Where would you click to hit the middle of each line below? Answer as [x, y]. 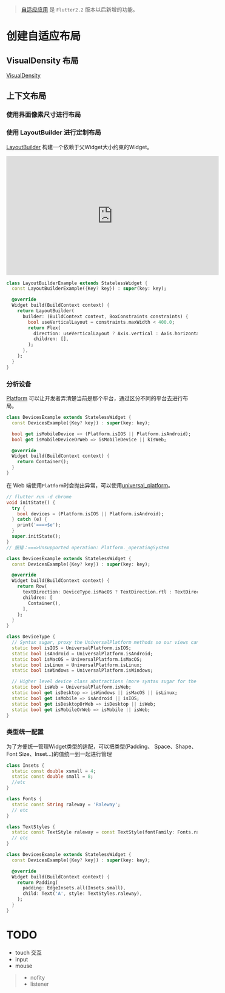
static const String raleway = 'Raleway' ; [66, 804]
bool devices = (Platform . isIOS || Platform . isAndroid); [91, 514]
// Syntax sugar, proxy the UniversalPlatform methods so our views [100, 643]
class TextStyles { [31, 827]
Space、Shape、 [176, 746]
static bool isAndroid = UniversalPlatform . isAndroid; [82, 654]
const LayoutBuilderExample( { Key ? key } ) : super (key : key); [89, 289]
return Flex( [45, 328]
